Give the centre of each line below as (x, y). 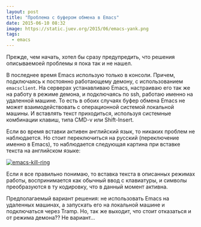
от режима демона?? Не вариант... (51, 218)
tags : (13, 34)
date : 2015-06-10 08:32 (36, 23)
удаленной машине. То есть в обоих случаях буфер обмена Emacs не (96, 101)
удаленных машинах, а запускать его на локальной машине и (85, 205)
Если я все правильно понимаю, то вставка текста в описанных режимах (101, 174)
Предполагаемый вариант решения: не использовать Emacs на (88, 198)
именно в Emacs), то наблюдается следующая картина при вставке (93, 144)
